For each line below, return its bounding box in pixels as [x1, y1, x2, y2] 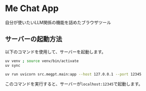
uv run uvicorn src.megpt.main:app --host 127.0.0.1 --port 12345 [5, 72, 142, 76]
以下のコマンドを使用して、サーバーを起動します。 [5, 49, 106, 55]
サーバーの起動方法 [5, 35, 62, 44]
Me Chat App [5, 3, 59, 14]
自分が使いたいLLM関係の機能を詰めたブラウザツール [5, 19, 111, 25]
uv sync [5, 63, 21, 68]
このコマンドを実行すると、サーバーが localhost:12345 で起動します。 [5, 81, 143, 87]
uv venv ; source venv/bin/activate [5, 59, 79, 63]
